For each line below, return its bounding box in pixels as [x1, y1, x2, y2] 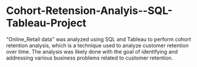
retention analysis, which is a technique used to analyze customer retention [6, 42, 189, 49]
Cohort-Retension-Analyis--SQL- [6, 4, 173, 17]
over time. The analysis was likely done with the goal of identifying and [6, 48, 178, 55]
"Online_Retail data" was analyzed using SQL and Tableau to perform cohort [6, 36, 191, 43]
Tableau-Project [6, 16, 86, 30]
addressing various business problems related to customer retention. [6, 54, 173, 61]
